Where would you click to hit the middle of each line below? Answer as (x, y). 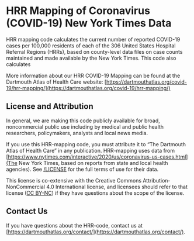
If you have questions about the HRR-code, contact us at (75, 225)
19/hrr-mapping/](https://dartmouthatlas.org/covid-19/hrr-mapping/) (88, 88)
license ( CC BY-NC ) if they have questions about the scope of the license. (95, 193)
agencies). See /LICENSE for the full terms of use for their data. (82, 169)
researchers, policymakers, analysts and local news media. (77, 133)
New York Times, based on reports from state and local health (93, 163)
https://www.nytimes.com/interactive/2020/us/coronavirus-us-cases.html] (98, 157)
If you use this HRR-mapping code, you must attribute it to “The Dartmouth (96, 144)
